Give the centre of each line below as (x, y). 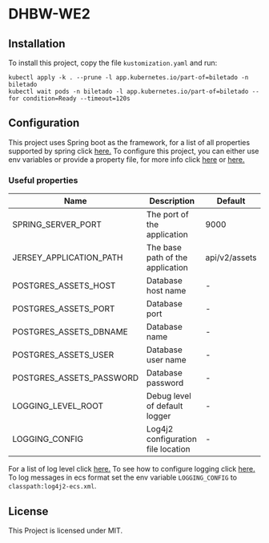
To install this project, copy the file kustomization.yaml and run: (113, 63)
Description (172, 201)
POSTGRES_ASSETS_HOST (64, 286)
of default (165, 406)
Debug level (169, 396)
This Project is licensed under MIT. (65, 530)
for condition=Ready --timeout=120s (69, 99)
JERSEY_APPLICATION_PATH (68, 257)
